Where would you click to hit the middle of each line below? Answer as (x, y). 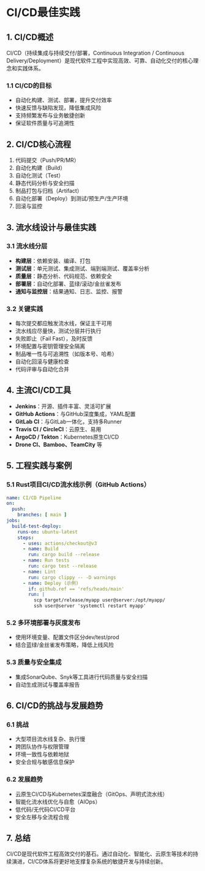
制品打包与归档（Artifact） (49, 191)
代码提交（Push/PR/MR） (47, 160)
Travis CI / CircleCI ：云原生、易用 (58, 429)
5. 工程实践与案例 (39, 466)
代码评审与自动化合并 (42, 369)
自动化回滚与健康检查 (42, 361)
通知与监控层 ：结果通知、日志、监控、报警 (69, 291)
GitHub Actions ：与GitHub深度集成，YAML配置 (75, 413)
